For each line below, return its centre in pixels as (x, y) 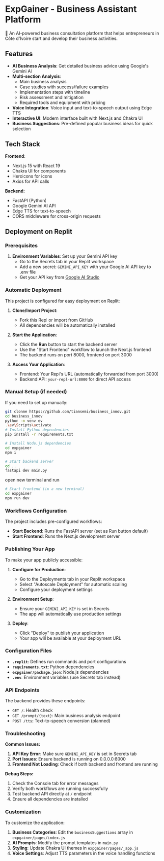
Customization (23, 812)
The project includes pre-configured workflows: (54, 521)
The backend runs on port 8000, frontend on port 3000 (76, 355)
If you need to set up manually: (36, 402)
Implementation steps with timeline (55, 92)
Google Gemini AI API (34, 206)
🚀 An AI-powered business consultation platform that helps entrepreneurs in (82, 33)
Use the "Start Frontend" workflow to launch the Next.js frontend (85, 349)
